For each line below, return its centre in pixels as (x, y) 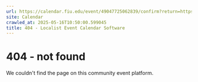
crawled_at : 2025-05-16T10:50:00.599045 (57, 22)
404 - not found (46, 57)
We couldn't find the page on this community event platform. (80, 73)
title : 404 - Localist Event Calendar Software (66, 28)
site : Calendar (25, 17)
